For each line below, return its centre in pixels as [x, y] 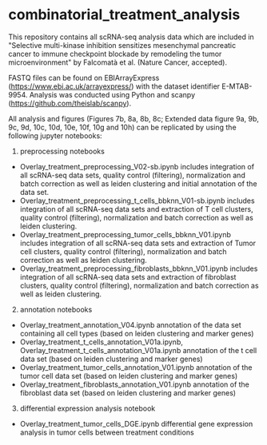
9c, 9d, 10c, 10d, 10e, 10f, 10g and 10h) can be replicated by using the [123, 127]
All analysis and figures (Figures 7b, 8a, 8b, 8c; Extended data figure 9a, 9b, [134, 118]
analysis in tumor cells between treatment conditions [107, 432]
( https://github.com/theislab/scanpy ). [70, 103]
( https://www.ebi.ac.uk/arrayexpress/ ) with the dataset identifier [114, 86]
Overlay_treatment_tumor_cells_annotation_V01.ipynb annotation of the [136, 367]
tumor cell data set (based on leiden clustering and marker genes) [129, 375]
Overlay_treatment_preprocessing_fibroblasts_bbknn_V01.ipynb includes [139, 268]
